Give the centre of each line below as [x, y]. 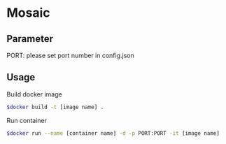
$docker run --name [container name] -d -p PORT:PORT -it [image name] [113, 133]
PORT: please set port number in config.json [70, 55]
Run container [27, 120]
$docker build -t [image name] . [55, 107]
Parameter [30, 39]
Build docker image [34, 94]
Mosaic [28, 13]
